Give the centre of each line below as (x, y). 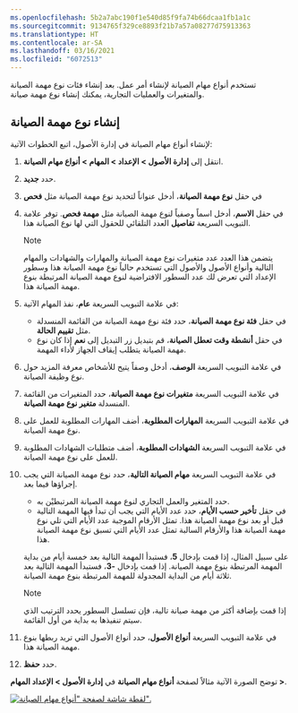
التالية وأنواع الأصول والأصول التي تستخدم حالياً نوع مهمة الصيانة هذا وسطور (148, 267)
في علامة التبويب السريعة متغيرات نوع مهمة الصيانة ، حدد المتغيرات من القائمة (151, 393)
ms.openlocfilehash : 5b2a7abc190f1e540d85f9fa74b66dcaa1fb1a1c (131, 17)
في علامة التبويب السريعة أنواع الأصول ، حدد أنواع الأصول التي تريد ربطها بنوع (149, 637)
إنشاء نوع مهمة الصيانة (65, 122)
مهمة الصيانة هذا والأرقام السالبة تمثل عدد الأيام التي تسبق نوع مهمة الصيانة (161, 529)
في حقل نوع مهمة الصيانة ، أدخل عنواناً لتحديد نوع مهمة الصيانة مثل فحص (143, 196)
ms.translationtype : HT (55, 34)
